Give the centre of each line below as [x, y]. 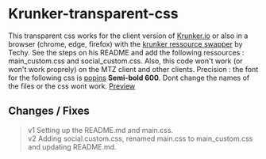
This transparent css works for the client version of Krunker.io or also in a [128, 36]
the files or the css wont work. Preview [72, 86]
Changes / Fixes [49, 111]
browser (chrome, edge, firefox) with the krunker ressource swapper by [125, 44]
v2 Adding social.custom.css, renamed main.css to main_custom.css [140, 138]
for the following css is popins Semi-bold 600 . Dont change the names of [129, 78]
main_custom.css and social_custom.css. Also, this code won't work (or [126, 61]
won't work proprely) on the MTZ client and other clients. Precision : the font [133, 69]
